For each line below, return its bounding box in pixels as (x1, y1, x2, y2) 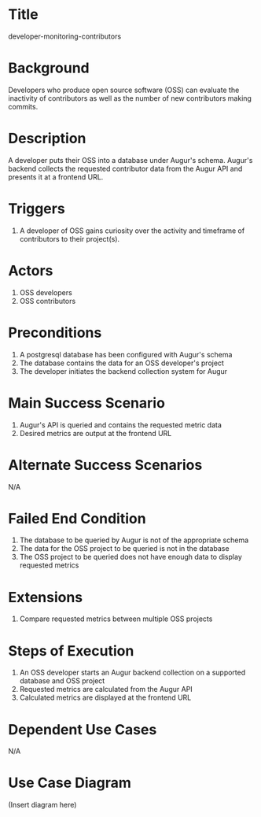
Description (8, 130, 86, 147)
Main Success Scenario (8, 394, 165, 412)
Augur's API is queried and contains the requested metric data (19, 420, 222, 430)
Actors (8, 261, 53, 279)
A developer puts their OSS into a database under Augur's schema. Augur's (8, 155, 253, 165)
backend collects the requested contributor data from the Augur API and (8, 164, 243, 173)
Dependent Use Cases (8, 720, 157, 738)
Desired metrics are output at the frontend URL (19, 428, 172, 438)
